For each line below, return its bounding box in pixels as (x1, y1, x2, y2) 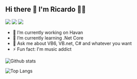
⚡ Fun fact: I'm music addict (12, 46, 72, 52)
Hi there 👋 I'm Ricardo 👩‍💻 (5, 5, 86, 14)
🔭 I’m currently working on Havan (12, 29, 83, 35)
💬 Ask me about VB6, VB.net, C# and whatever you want (12, 40, 132, 46)
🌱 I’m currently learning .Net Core (12, 34, 83, 41)
